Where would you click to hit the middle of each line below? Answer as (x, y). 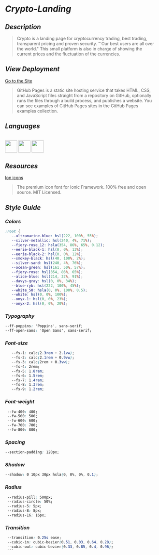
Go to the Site (19, 81)
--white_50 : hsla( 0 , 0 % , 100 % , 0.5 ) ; (50, 290)
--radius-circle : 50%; (30, 502)
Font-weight (20, 402)
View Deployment (32, 69)
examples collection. (37, 111)
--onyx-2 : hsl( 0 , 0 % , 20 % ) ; (40, 304)
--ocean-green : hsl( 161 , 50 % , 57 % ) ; (48, 268)
